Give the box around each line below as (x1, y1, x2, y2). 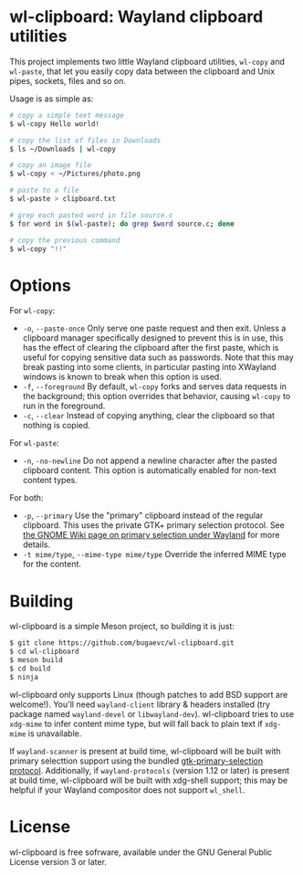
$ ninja (9, 672, 39, 681)
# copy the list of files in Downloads (9, 135, 162, 145)
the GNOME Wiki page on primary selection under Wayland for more (22, 530, 280, 541)
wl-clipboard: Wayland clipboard (9, 6, 264, 27)
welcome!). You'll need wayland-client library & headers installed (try (9, 699, 271, 710)
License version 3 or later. (9, 856, 108, 867)
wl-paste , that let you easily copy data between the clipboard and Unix (9, 66, 276, 77)
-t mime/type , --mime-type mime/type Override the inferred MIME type (22, 549, 287, 560)
